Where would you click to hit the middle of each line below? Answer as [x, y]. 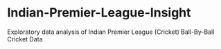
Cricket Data [25, 39]
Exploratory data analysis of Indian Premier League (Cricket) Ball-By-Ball [111, 32]
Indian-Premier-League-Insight [99, 13]
